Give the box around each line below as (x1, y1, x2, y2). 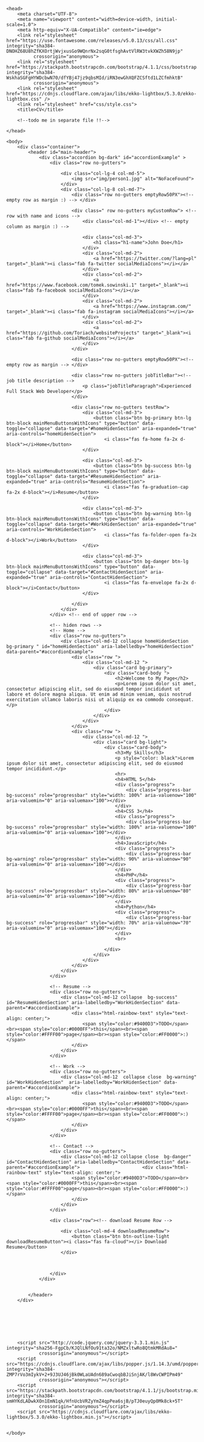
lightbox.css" (6, 96, 42, 102)
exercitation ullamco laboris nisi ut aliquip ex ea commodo (6, 697, 165, 703)
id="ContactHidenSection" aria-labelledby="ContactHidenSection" (6, 1159, 175, 1165)
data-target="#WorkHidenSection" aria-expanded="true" (55, 521, 197, 527)
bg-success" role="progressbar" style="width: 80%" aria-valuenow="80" (6, 888, 191, 894)
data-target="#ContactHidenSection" (55, 569, 148, 575)
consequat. (166, 697, 194, 703)
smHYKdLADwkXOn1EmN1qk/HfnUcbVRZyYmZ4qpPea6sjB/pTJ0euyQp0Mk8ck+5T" (6, 1398, 183, 1404)
